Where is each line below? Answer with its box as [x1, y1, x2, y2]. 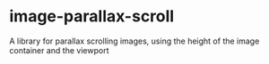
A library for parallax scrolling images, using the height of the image [9, 36, 260, 46]
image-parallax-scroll [9, 6, 175, 27]
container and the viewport [9, 44, 109, 55]
